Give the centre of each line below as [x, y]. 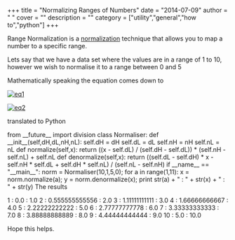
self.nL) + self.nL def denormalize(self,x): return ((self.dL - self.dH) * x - [110, 157]
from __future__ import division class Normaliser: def [83, 135]
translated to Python [37, 121]
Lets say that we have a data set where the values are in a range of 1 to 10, [115, 59]
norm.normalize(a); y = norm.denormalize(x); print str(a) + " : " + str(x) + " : [116, 179]
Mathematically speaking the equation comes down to [86, 80]
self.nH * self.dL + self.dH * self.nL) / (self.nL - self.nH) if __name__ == [108, 164]
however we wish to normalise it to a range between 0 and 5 [95, 67]
